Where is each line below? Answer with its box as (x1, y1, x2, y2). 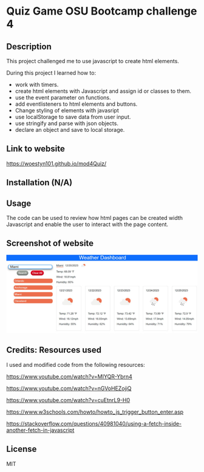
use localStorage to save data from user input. (15, 114, 131, 120)
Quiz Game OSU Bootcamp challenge (6, 4, 197, 18)
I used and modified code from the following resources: (6, 361, 145, 368)
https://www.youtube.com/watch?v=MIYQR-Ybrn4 (6, 372, 132, 380)
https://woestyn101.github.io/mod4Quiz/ (6, 160, 107, 167)
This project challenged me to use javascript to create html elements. (6, 58, 179, 64)
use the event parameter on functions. (15, 94, 111, 101)
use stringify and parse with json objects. (15, 120, 118, 127)
